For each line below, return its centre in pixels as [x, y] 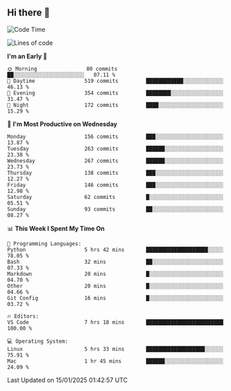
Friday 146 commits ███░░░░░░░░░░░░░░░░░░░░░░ [115, 185]
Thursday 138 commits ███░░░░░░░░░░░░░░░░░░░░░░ [115, 173]
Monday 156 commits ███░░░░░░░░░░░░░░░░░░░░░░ [115, 136]
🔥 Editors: [23, 316]
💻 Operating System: [38, 341]
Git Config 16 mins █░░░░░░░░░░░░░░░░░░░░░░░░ [115, 298]
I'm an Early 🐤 [27, 56]
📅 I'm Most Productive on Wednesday [62, 124]
